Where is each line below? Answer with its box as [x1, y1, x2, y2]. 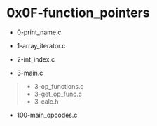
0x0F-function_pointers [6, 5, 150, 21]
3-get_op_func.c [34, 90, 82, 98]
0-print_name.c [16, 28, 62, 36]
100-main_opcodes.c [16, 111, 78, 119]
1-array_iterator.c [16, 41, 66, 50]
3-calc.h [34, 97, 59, 106]
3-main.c [16, 69, 43, 77]
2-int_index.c [16, 55, 55, 64]
